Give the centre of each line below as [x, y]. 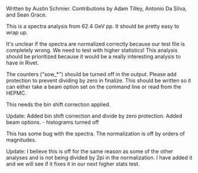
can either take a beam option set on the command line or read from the [94, 87]
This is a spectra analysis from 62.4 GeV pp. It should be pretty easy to [93, 26]
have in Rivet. [22, 63]
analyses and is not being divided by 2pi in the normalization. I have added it [99, 158]
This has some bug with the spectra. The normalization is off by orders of [95, 133]
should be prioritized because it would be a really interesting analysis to [94, 56]
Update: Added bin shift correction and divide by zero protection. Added [94, 116]
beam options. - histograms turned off [53, 122]
